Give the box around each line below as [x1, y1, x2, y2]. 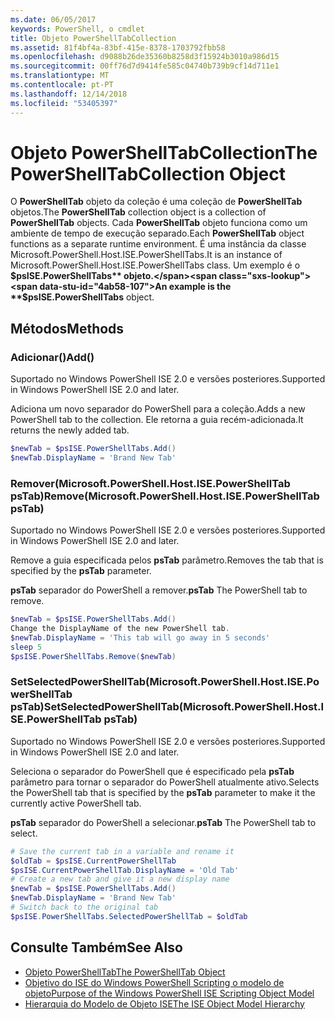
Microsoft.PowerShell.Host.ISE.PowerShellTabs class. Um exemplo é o [10, 259, 301, 271]
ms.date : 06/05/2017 [10, 14, 97, 25]
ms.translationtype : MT [10, 71, 110, 81]
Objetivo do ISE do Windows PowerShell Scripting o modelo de [24, 976, 285, 988]
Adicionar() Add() [10, 350, 95, 364]
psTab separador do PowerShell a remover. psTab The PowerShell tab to [10, 584, 308, 596]
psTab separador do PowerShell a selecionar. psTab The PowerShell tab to [10, 816, 317, 828]
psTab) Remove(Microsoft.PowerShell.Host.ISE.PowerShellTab [10, 489, 320, 503]
